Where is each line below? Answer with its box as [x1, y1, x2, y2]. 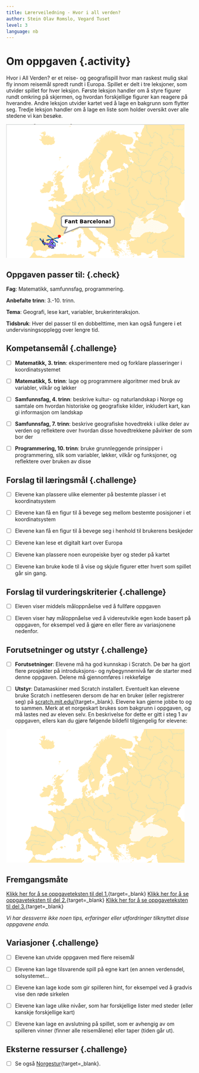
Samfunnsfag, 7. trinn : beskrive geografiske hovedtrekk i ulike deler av [14, 420, 189, 427]
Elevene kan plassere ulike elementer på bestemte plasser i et [14, 490, 166, 498]
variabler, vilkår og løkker [14, 384, 77, 391]
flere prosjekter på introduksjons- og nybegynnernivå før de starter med [14, 668, 192, 675]
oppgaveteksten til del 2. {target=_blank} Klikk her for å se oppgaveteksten [6, 896, 188, 904]
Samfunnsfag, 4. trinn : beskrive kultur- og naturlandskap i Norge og [14, 395, 183, 402]
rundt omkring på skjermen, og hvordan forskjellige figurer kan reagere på [6, 93, 188, 100]
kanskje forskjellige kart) [14, 1009, 75, 1016]
